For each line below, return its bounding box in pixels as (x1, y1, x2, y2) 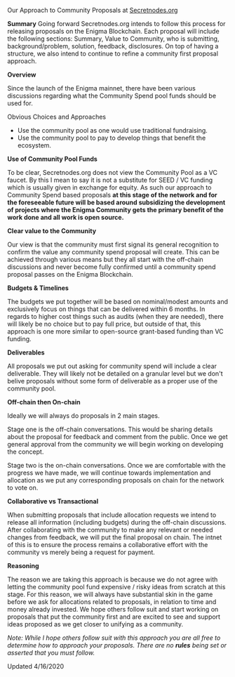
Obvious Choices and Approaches (7, 112, 107, 121)
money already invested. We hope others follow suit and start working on (7, 605, 219, 613)
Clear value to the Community (7, 227, 97, 235)
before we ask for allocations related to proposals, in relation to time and (7, 598, 217, 606)
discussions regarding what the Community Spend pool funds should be (7, 91, 216, 100)
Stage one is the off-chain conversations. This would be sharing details (7, 425, 213, 433)
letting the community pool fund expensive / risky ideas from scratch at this (7, 583, 226, 591)
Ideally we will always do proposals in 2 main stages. (7, 412, 160, 420)
